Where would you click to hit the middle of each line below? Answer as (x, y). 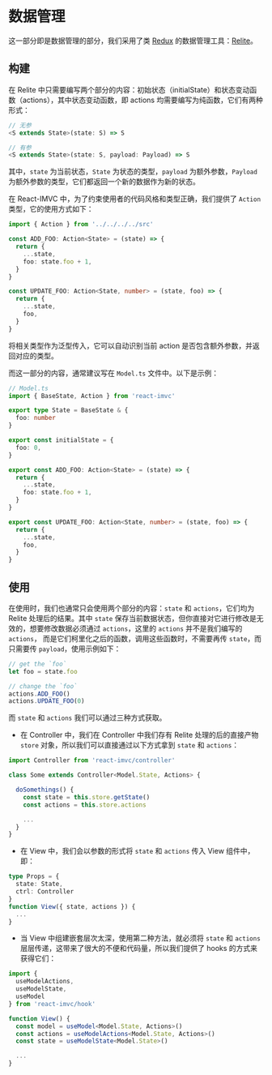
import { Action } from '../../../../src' (81, 225)
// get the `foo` (38, 664)
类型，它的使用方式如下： (51, 209)
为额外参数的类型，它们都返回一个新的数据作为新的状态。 (104, 182)
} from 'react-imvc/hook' (52, 1004)
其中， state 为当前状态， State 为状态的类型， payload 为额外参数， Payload (133, 172)
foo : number (36, 418)
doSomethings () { (45, 790)
